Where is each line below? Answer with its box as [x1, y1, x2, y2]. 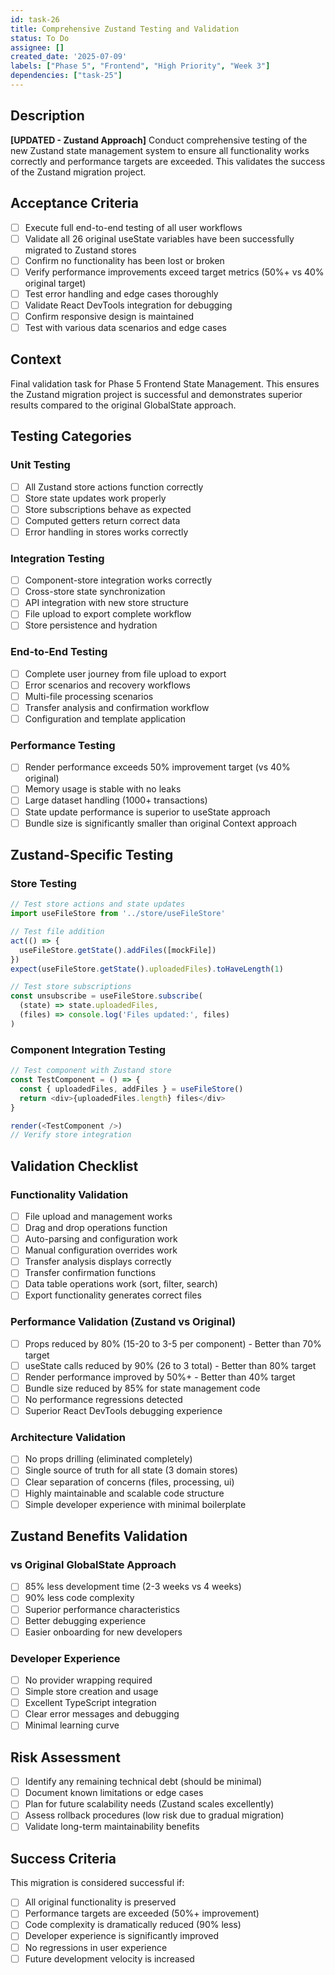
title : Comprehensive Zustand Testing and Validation [10, 24, 240, 34]
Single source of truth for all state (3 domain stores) [24, 1464, 238, 1476]
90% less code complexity [24, 1592, 135, 1604]
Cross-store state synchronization [24, 586, 166, 598]
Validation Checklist [10, 1157, 139, 1175]
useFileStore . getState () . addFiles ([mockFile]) [19, 945, 217, 955]
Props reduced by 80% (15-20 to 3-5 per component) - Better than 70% [24, 1337, 322, 1350]
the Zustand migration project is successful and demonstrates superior [10, 388, 303, 400]
